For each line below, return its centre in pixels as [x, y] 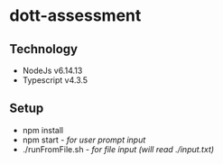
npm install [43, 130]
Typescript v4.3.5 [55, 80]
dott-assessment [75, 16]
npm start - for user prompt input [84, 140]
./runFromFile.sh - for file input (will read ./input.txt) [118, 149]
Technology [44, 49]
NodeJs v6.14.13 [52, 70]
